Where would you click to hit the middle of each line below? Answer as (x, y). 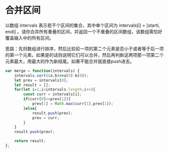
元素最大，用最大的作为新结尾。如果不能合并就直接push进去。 (70, 61)
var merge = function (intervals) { (43, 71)
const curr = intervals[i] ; (53, 94)
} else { (30, 108)
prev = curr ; (46, 118)
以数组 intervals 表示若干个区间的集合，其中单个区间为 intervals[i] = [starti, (82, 25)
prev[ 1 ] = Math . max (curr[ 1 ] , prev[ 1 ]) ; (73, 104)
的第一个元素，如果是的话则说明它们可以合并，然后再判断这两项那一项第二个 (84, 55)
